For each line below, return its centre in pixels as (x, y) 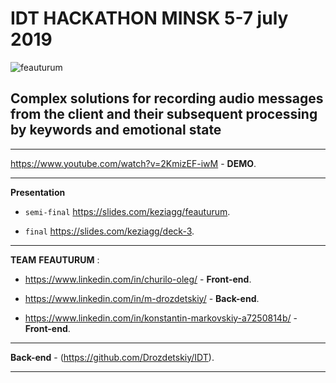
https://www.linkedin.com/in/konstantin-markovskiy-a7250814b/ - (161, 318)
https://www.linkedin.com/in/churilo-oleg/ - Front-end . (138, 279)
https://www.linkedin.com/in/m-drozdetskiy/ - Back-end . (142, 298)
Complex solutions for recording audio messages (167, 98)
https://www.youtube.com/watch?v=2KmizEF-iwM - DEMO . (133, 163)
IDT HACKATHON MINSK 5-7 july (149, 18)
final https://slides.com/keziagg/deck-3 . (109, 231)
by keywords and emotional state (116, 130)
